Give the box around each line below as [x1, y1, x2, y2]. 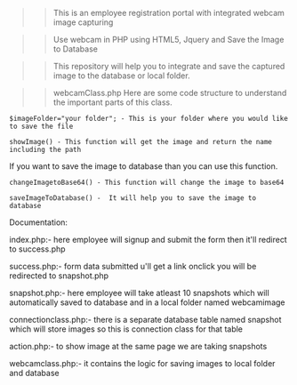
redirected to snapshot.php [9, 270, 109, 281]
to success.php [9, 244, 66, 254]
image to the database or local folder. [52, 70, 190, 81]
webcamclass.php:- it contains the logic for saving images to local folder [9, 358, 276, 368]
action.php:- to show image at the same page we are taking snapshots [9, 341, 268, 351]
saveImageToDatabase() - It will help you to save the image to [9, 194, 256, 203]
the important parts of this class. [52, 97, 173, 108]
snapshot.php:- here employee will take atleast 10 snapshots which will [9, 288, 269, 298]
